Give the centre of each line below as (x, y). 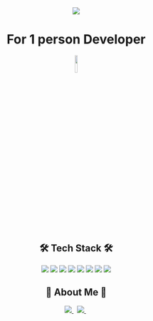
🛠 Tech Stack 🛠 (76, 248)
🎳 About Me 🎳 (76, 292)
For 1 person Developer (76, 40)
